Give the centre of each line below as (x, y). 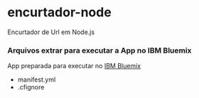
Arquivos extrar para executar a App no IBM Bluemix (99, 50)
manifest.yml (37, 80)
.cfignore (31, 87)
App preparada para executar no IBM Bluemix (74, 66)
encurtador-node (59, 12)
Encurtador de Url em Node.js (51, 32)
